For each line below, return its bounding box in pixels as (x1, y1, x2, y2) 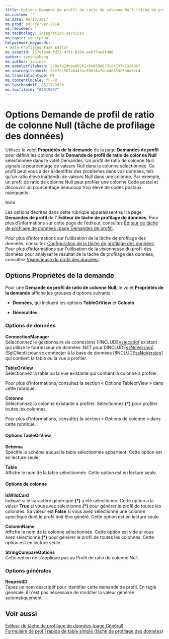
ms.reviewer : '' (5, 26, 39, 31)
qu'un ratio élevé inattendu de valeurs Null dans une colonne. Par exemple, (5, 173, 161, 180)
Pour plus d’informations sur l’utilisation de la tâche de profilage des (5, 235, 146, 241)
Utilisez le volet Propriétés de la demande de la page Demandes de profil (5, 147, 159, 153)
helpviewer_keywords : (5, 40, 51, 45)
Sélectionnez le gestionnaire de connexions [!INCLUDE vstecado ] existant (5, 339, 157, 345)
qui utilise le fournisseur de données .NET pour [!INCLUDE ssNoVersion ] (5, 344, 154, 351)
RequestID (5, 578, 28, 585)
